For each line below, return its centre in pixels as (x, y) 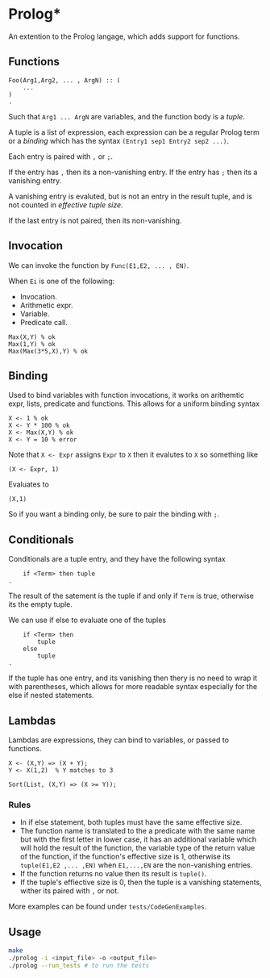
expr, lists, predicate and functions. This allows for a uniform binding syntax (134, 403)
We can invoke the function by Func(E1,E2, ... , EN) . (99, 265)
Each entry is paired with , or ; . (60, 156)
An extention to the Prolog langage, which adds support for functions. (124, 36)
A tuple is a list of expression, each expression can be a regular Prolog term (134, 132)
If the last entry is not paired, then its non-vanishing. (95, 220)
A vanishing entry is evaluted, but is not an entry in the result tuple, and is (130, 196)
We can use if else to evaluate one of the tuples (87, 620)
